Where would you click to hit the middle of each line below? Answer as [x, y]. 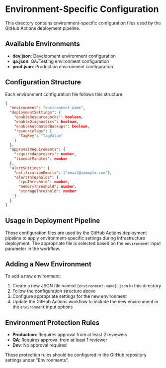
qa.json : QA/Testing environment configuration [61, 61]
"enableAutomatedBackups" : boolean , [52, 126]
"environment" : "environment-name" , [47, 108]
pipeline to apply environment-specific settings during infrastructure [75, 238]
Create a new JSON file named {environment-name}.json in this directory [87, 286]
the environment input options [42, 307]
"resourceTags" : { [33, 131]
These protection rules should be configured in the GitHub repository [76, 355]
